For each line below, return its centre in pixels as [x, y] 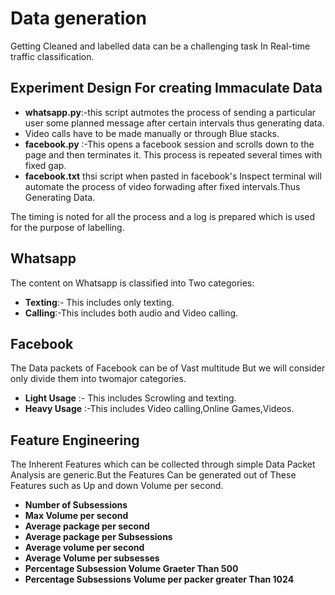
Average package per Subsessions [98, 537]
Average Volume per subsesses [92, 558]
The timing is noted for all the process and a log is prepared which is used [163, 216]
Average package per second [87, 526]
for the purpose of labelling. [67, 227]
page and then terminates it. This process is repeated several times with [173, 154]
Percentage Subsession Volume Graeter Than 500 [131, 569]
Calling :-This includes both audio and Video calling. [131, 313]
